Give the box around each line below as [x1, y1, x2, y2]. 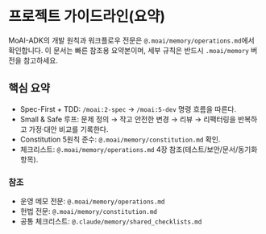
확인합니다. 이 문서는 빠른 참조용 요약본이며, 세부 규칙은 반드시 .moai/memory [8, 45, 250, 55]
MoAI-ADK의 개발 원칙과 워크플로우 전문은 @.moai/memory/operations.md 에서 [8, 35, 256, 45]
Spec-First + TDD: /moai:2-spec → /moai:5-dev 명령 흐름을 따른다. [19, 104, 236, 113]
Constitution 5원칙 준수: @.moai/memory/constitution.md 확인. [19, 134, 221, 144]
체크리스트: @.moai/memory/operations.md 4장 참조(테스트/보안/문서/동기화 [19, 144, 258, 154]
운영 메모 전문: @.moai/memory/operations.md [19, 196, 165, 206]
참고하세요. [23, 55, 59, 65]
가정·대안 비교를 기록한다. [28, 124, 109, 133]
